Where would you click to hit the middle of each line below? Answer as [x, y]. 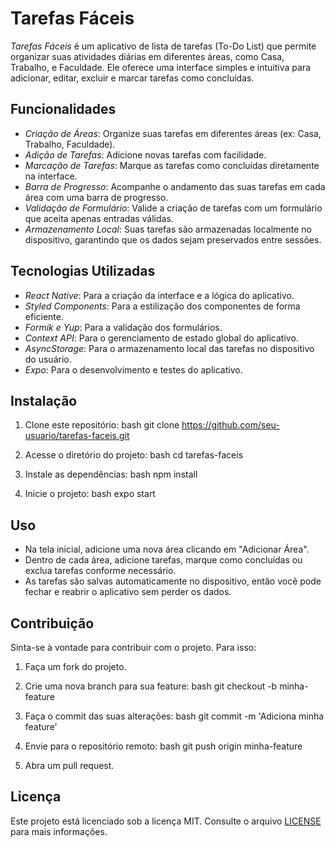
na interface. [51, 176]
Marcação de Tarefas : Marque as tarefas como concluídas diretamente [172, 165]
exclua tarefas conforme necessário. [100, 571]
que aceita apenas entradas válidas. [99, 218]
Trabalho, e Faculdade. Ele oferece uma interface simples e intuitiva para [160, 67]
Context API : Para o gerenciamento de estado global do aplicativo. [161, 338]
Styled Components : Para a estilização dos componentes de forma [162, 306]
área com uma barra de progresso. [96, 197]
